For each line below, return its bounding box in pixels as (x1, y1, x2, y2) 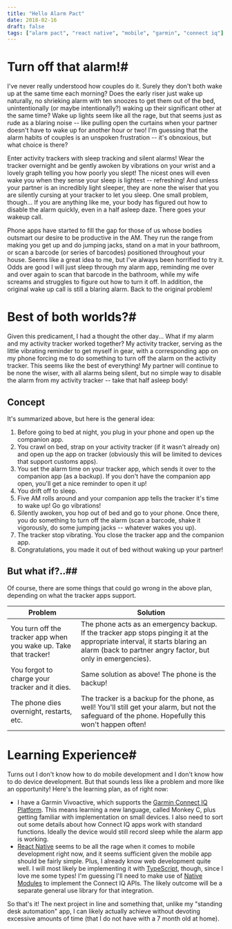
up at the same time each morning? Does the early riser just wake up (7, 89, 203, 97)
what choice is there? (7, 141, 68, 149)
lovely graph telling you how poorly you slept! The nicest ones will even (7, 169, 211, 177)
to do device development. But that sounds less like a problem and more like (7, 777, 224, 785)
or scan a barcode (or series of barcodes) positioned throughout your (7, 248, 205, 256)
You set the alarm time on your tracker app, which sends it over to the (17, 464, 216, 473)
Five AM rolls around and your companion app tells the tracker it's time (17, 494, 219, 502)
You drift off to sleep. (17, 487, 78, 495)
